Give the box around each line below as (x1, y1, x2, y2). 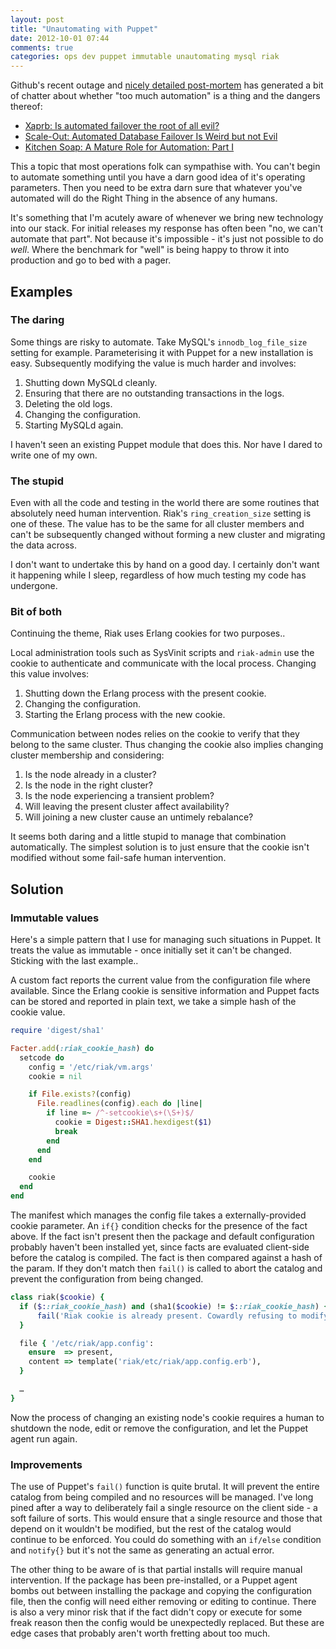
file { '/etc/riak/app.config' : (19, 1338, 155, 1348)
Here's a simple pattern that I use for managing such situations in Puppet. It (10, 934, 322, 946)
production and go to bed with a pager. (10, 254, 172, 266)
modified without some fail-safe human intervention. (10, 852, 227, 864)
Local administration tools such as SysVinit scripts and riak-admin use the (10, 647, 315, 659)
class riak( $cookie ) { (10, 1292, 105, 1303)
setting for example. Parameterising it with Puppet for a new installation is (10, 346, 314, 358)
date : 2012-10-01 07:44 (10, 33, 110, 43)
